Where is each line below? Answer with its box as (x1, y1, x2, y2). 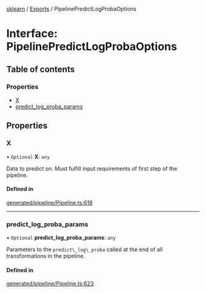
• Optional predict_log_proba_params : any (6, 234, 116, 242)
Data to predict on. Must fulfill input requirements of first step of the (6, 165, 178, 172)
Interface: (6, 27, 58, 40)
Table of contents (6, 64, 75, 74)
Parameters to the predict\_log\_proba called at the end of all (6, 246, 163, 253)
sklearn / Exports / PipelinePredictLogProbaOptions (6, 6, 137, 12)
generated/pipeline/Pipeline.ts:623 (6, 280, 94, 287)
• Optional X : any (6, 153, 50, 160)
